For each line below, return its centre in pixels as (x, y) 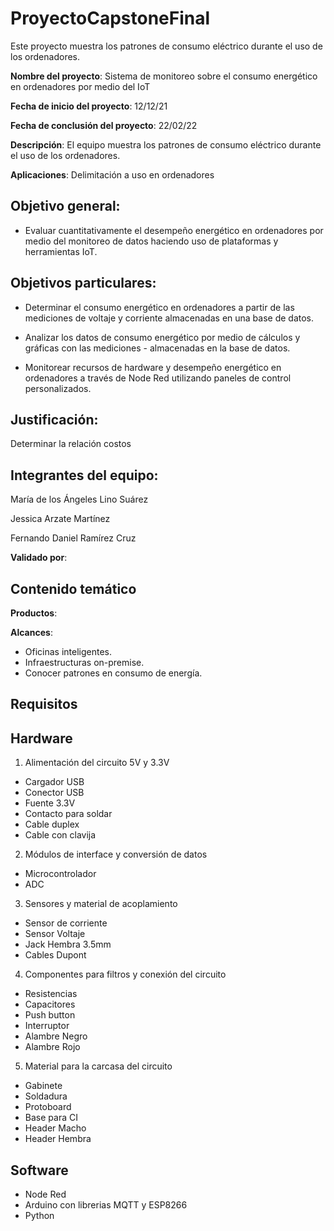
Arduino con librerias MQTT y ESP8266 (106, 1205)
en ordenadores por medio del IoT (80, 86)
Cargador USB (54, 782)
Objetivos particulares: (83, 283)
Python (39, 1216)
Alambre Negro (56, 1036)
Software (39, 1170)
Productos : (34, 613)
